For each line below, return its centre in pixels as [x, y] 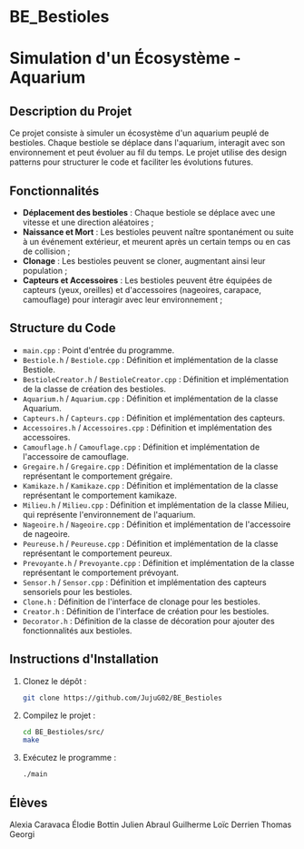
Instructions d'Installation [84, 659]
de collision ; [46, 251]
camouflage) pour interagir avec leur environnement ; [123, 299]
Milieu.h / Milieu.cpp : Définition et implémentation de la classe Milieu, [156, 505]
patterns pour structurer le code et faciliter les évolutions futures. [132, 162]
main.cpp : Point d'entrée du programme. [98, 350]
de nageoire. [46, 533]
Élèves [29, 803]
